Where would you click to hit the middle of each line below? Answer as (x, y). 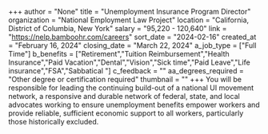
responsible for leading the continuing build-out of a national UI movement (131, 88)
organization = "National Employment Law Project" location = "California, (129, 20)
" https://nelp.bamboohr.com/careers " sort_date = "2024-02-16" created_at (132, 37)
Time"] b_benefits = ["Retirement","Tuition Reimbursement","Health (119, 54)
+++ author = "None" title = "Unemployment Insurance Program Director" (130, 12)
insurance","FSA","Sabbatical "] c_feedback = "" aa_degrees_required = (126, 71)
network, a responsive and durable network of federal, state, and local (124, 96)
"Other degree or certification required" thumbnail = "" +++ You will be (125, 79)
